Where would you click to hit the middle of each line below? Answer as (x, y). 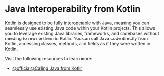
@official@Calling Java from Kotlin (47, 68)
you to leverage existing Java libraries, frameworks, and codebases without (82, 33)
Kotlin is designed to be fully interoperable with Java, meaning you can (77, 23)
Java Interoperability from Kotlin (73, 9)
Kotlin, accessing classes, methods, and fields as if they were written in (78, 43)
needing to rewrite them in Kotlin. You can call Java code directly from (77, 38)
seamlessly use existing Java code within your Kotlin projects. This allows (80, 28)
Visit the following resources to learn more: (49, 58)
